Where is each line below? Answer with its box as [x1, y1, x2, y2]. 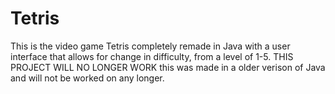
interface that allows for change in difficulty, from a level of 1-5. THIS [10, 50, 294, 62]
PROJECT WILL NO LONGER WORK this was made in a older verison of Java [10, 61, 326, 73]
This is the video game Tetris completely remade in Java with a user [10, 40, 291, 52]
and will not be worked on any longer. [10, 72, 165, 84]
